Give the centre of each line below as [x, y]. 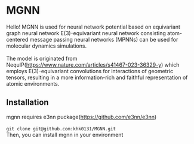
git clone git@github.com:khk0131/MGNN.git [61, 129]
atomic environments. [33, 83]
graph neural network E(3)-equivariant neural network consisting [86, 33]
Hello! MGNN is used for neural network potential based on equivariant [93, 27]
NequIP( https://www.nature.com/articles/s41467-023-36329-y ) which [93, 65]
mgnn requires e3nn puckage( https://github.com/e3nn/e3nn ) [81, 117]
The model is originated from [42, 58]
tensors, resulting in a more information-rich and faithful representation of [97, 77]
